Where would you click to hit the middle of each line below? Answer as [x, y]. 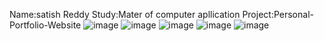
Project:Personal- [278, 14]
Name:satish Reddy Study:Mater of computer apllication [125, 14]
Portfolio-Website [45, 25]
